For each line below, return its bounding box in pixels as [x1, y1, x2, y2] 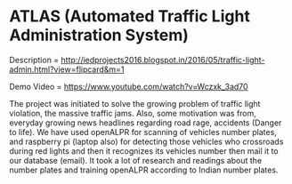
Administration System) [9, 25, 189, 45]
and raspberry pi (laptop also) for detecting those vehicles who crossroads [9, 136, 284, 147]
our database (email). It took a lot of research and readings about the [9, 155, 263, 165]
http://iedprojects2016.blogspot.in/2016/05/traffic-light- [61, 54, 265, 65]
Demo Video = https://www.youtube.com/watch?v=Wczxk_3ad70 [9, 81, 248, 92]
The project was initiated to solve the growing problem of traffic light [9, 98, 261, 108]
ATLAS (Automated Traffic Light [9, 6, 251, 27]
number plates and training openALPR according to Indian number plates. [9, 164, 279, 175]
